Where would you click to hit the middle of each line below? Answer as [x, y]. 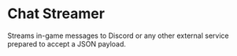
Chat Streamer [56, 14]
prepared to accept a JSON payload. [67, 43]
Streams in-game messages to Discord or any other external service [118, 35]
